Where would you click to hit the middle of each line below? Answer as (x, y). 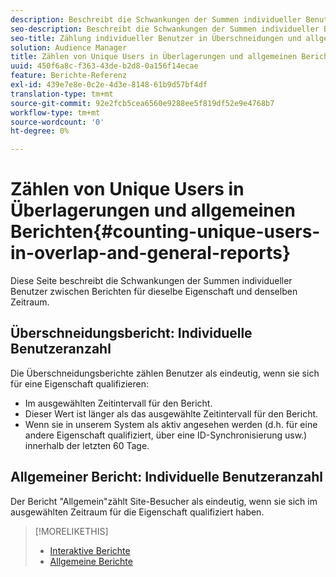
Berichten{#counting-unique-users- (165, 232)
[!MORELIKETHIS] (71, 531)
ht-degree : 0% (40, 131)
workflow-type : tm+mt (55, 112)
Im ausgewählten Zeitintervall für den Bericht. (118, 403)
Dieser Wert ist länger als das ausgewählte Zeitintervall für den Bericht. (171, 413)
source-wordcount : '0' (57, 122)
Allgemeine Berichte (91, 561)
